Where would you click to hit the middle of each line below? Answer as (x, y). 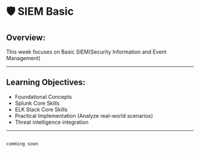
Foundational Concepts (43, 96)
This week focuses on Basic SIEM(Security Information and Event (86, 52)
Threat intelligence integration (52, 122)
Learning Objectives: (46, 82)
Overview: (26, 37)
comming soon (22, 143)
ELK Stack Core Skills (41, 109)
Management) (23, 58)
